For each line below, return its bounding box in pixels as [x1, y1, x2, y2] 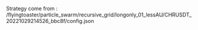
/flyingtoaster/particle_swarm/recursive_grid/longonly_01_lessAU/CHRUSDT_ [6, 11, 192, 18]
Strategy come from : [6, 5, 58, 12]
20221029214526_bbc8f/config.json [6, 18, 94, 24]
